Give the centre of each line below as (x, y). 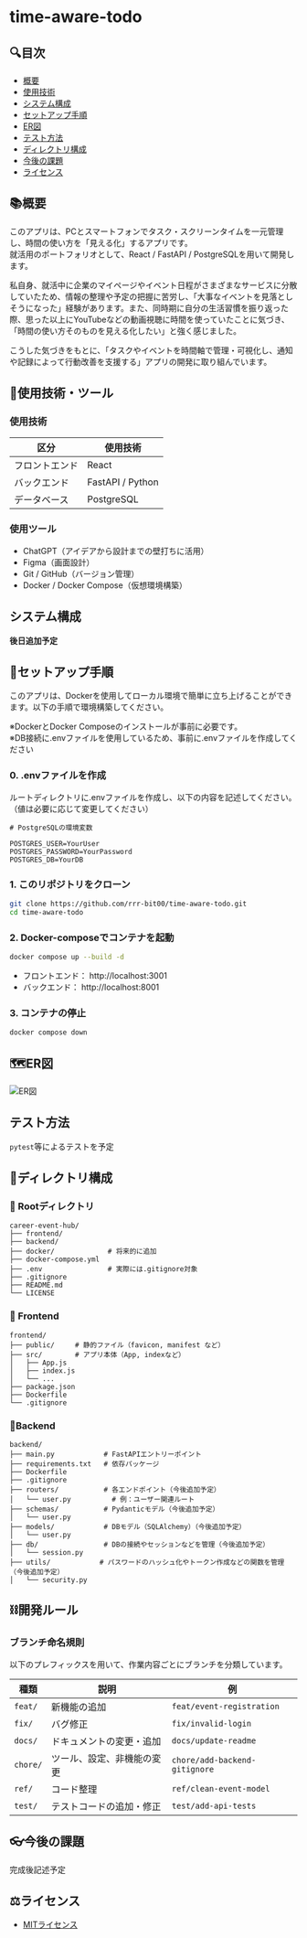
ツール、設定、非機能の (102, 1758)
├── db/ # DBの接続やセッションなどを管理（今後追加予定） (139, 1545)
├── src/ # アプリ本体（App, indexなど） (97, 1354)
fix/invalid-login (212, 1723)
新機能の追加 (79, 1707)
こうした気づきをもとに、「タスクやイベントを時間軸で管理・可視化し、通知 (152, 350)
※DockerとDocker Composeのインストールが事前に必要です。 (126, 727)
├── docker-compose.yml (55, 1259)
